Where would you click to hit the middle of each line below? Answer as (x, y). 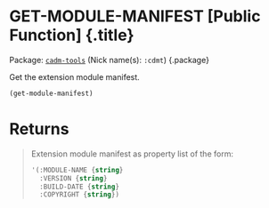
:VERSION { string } (73, 178)
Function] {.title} (72, 35)
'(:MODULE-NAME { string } (77, 170)
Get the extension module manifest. (74, 76)
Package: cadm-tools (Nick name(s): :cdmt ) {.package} (109, 60)
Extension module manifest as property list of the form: (132, 154)
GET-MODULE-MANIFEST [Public (135, 16)
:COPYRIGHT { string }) (80, 195)
